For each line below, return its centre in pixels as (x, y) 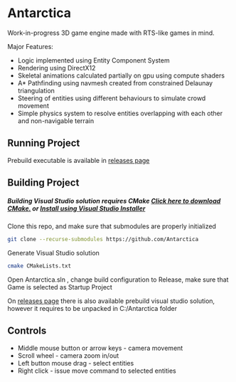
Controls (27, 331)
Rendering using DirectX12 (57, 68)
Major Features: (30, 46)
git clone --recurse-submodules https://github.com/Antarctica (103, 240)
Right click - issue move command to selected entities (97, 371)
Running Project (44, 143)
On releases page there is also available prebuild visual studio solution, (111, 301)
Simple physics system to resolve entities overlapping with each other (120, 113)
